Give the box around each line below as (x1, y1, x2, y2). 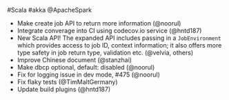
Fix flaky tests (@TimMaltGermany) (17, 78, 118, 86)
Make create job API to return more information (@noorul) (17, 19, 181, 27)
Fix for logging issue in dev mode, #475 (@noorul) (17, 70, 160, 79)
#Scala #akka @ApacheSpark (7, 6, 92, 14)
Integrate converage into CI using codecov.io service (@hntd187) (17, 27, 202, 34)
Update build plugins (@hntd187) (17, 86, 111, 93)
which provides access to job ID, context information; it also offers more (17, 41, 222, 49)
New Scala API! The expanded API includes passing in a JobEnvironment (17, 34, 221, 42)
